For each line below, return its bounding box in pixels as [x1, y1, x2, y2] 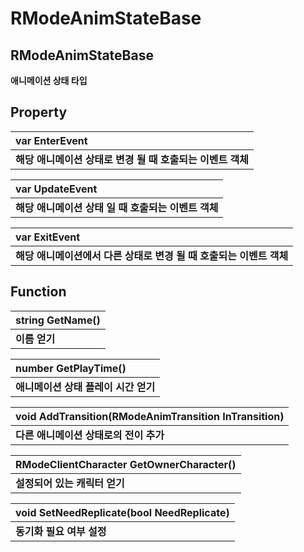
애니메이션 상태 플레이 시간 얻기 [15, 380, 156, 394]
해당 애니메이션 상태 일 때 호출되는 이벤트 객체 [15, 200, 219, 214]
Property [10, 104, 68, 121]
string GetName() [15, 313, 101, 327]
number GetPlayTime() [15, 361, 127, 375]
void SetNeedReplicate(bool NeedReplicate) [15, 505, 230, 519]
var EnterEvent [15, 133, 88, 147]
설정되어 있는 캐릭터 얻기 [15, 476, 125, 490]
